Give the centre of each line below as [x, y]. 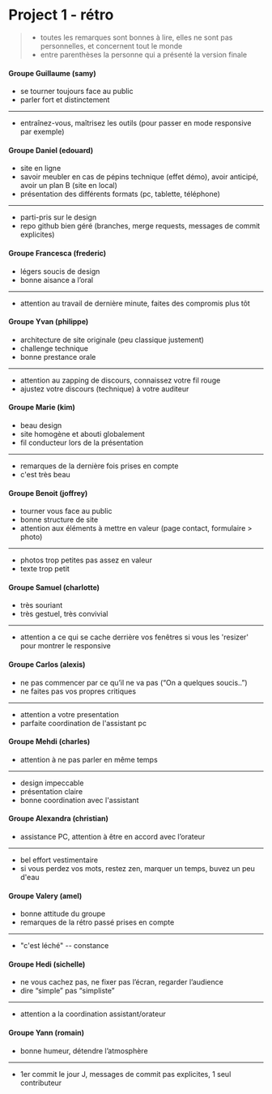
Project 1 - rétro [61, 15]
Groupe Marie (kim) [42, 408]
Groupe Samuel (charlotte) [54, 587]
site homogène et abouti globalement [83, 434]
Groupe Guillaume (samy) [53, 73]
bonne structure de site [59, 519]
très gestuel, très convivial [64, 614]
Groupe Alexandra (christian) [59, 818]
